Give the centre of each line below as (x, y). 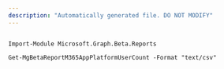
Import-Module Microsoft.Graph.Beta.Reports (82, 44)
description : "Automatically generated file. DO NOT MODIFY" (111, 15)
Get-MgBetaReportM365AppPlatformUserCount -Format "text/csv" (112, 57)
